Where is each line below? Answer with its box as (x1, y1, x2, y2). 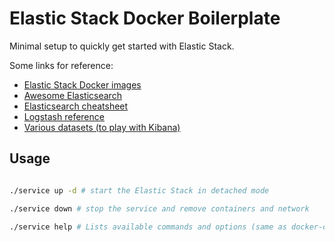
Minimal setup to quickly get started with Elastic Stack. (9, 40, 235, 52)
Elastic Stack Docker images (23, 78, 142, 91)
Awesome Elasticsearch (23, 89, 122, 101)
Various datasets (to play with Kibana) (23, 121, 181, 133)
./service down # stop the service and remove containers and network (9, 203, 310, 214)
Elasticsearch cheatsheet (23, 100, 129, 112)
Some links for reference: (9, 59, 114, 71)
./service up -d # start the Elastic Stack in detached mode (9, 185, 270, 196)
